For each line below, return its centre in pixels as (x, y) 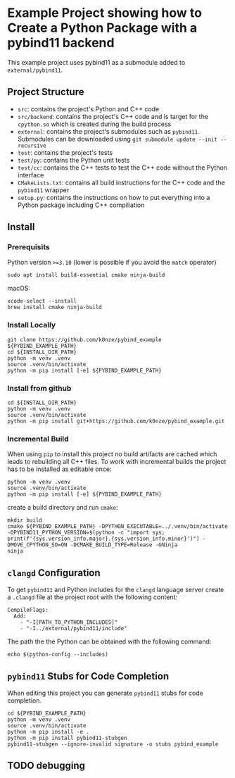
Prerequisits (29, 247)
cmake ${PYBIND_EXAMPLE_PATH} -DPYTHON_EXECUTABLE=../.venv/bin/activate (118, 527)
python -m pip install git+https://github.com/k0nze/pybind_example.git (116, 421)
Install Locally (32, 325)
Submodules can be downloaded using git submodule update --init (118, 139)
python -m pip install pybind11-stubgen (68, 738)
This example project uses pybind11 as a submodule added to (96, 62)
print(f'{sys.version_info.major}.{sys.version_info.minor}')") (103, 539)
